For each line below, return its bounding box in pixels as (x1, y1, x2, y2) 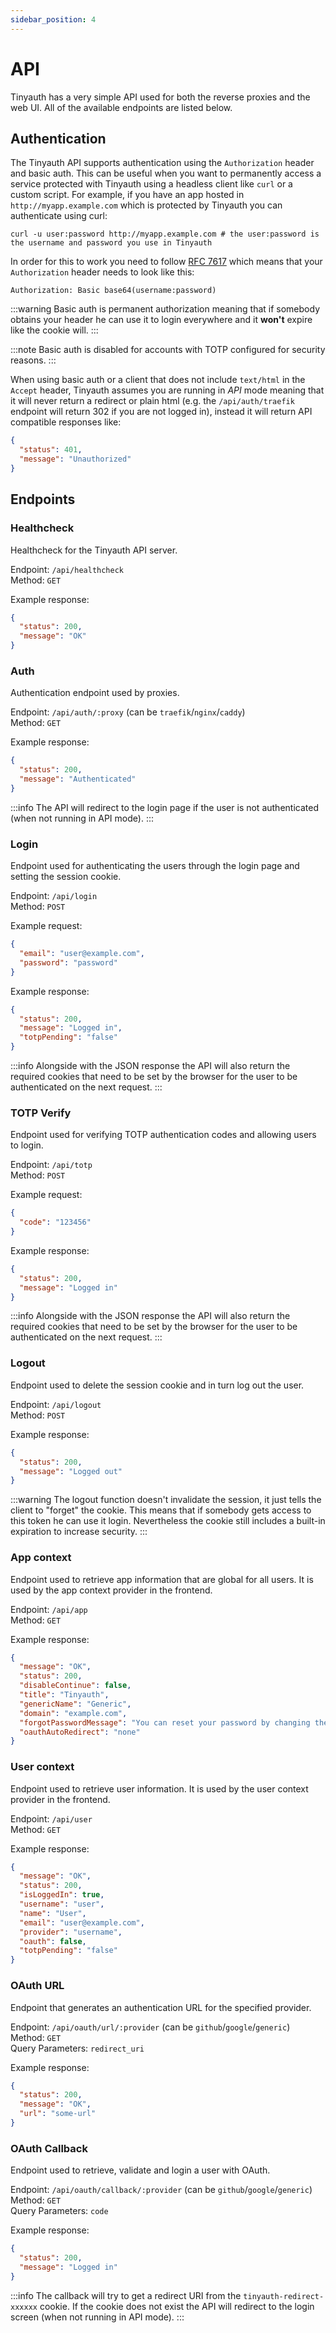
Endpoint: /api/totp (10, 1159, 93, 1171)
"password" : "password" (19, 957, 118, 968)
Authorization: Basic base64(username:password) (10, 286, 217, 296)
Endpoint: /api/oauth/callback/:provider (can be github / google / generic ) (10, 2184, 313, 2196)
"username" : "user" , (19, 1899, 105, 1910)
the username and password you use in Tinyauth (10, 238, 213, 248)
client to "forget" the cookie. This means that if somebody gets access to (10, 1504, 312, 1516)
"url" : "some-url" (19, 2109, 97, 2119)
